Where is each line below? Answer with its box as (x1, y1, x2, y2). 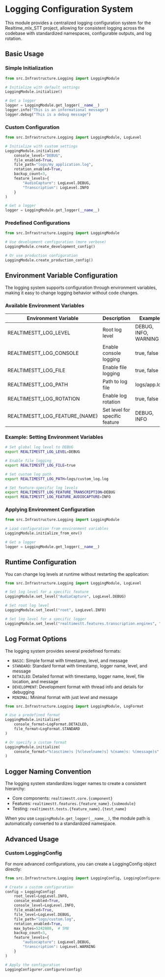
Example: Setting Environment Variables (5, 433, 104, 440)
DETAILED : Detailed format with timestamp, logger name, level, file (12, 673, 144, 679)
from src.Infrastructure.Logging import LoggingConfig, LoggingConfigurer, (5, 875, 164, 881)
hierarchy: (5, 786, 26, 792)
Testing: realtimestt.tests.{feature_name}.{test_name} (12, 806, 127, 812)
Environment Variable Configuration (5, 272, 118, 280)
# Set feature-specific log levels (5, 485, 78, 490)
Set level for (102, 406, 130, 413)
